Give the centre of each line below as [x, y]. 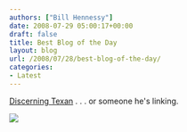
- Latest [25, 76]
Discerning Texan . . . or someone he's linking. [94, 101]
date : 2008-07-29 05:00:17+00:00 [71, 26]
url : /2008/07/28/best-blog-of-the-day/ [85, 59]
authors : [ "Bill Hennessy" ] [61, 17]
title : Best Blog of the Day [63, 42]
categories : [31, 68]
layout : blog [33, 51]
